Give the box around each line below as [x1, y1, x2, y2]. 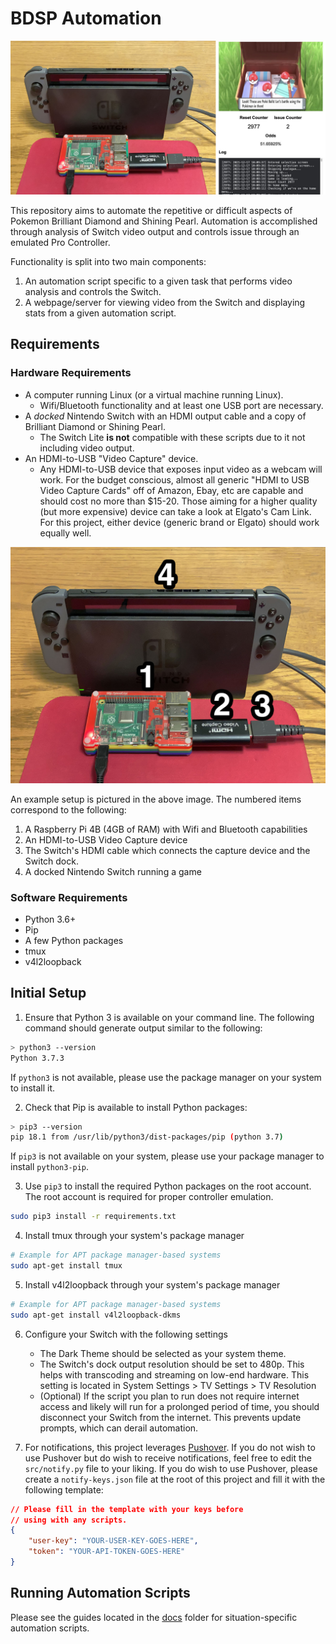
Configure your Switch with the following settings [24, 1328, 228, 1340]
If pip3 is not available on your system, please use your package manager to [10, 1150, 325, 1162]
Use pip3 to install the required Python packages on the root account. [24, 1180, 312, 1192]
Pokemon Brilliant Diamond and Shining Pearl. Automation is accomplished [10, 215, 318, 227]
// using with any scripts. [10, 1515, 128, 1525]
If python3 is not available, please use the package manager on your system [10, 1071, 322, 1083]
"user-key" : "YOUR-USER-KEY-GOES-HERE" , [28, 1536, 199, 1546]
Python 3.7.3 [10, 1053, 65, 1063]
